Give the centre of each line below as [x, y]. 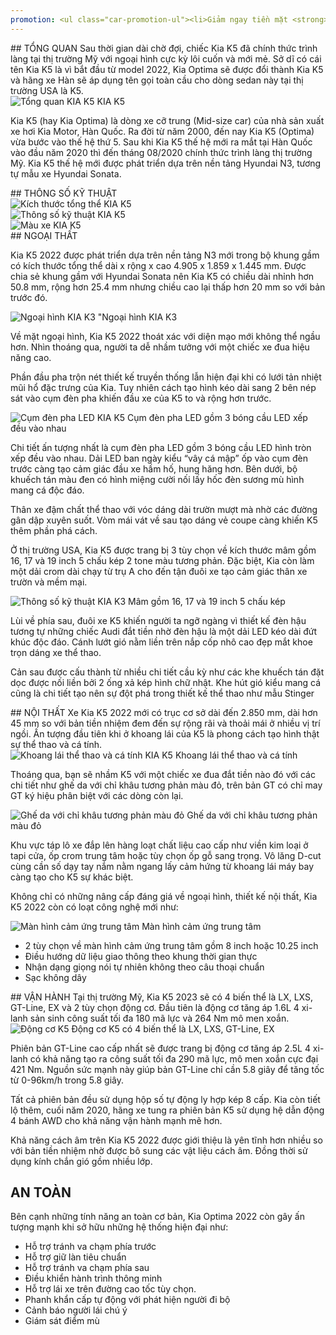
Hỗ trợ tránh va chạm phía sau [87, 1268]
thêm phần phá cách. [54, 530]
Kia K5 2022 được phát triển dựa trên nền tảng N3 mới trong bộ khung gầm [165, 255]
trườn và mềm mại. [49, 582]
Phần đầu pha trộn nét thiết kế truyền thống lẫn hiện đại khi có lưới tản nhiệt [166, 377]
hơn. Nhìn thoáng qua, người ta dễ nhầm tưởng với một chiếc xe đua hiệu [160, 347]
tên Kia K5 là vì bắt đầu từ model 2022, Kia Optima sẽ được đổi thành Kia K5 [167, 69]
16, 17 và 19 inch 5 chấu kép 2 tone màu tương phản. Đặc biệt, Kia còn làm [162, 560]
